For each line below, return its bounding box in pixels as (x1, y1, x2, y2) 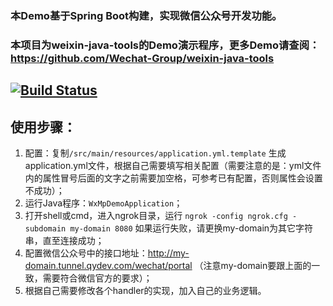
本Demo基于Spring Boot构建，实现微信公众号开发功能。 (10, 8, 283, 22)
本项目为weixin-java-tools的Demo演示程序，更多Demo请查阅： (10, 38, 320, 52)
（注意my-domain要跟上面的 (194, 260, 312, 272)
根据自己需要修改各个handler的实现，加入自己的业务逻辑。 (24, 285, 267, 297)
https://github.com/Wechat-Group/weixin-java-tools (10, 51, 275, 65)
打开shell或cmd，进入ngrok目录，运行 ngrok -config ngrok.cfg (24, 210, 288, 222)
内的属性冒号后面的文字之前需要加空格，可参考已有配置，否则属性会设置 (24, 172, 323, 184)
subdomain (24, 224, 67, 234)
